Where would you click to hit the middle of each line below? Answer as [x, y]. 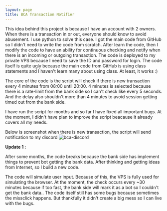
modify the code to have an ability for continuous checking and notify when [83, 50]
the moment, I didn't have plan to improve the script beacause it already [79, 117]
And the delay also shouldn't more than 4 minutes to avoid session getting [81, 97]
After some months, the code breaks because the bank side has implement [82, 156]
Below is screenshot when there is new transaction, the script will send [78, 132]
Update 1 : [16, 147]
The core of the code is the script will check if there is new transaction [78, 81]
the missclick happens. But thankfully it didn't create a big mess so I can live [83, 198]
